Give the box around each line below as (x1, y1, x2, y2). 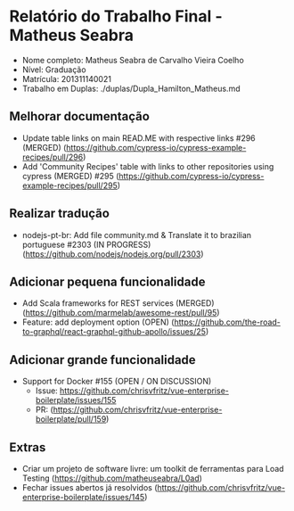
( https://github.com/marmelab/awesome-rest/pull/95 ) (21, 308, 220, 318)
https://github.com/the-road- (173, 317, 281, 327)
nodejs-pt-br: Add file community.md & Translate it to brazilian (21, 229, 252, 240)
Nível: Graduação (21, 64, 86, 75)
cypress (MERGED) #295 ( (21, 170, 119, 181)
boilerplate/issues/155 (35, 395, 117, 406)
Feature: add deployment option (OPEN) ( (21, 317, 175, 327)
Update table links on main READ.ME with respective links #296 (21, 132, 256, 144)
